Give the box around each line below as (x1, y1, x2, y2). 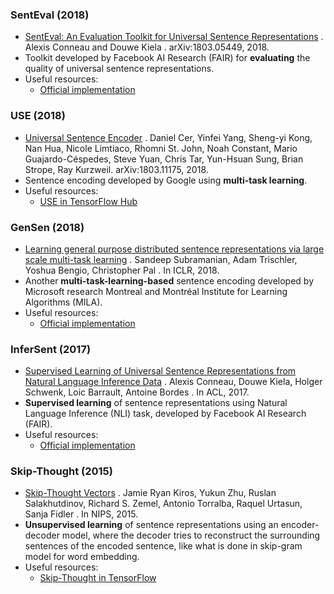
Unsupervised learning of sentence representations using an (24, 519, 279, 531)
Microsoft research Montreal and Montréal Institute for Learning (24, 285, 288, 297)
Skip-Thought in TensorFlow (39, 572, 157, 584)
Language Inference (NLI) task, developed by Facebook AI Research (24, 408, 307, 420)
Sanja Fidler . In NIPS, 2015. (24, 508, 139, 520)
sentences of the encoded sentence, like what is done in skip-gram (24, 540, 303, 552)
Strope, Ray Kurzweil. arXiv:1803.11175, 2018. (24, 163, 209, 175)
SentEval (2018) (10, 8, 90, 22)
